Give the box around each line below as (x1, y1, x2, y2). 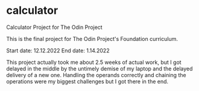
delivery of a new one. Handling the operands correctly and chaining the (6, 71, 186, 78)
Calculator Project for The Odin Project (6, 24, 103, 31)
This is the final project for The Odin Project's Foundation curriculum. (6, 35, 178, 42)
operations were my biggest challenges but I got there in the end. (6, 78, 169, 85)
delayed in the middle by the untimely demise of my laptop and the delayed (6, 64, 193, 72)
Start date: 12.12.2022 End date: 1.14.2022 (6, 46, 110, 54)
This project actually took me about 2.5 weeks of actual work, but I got (6, 58, 182, 66)
